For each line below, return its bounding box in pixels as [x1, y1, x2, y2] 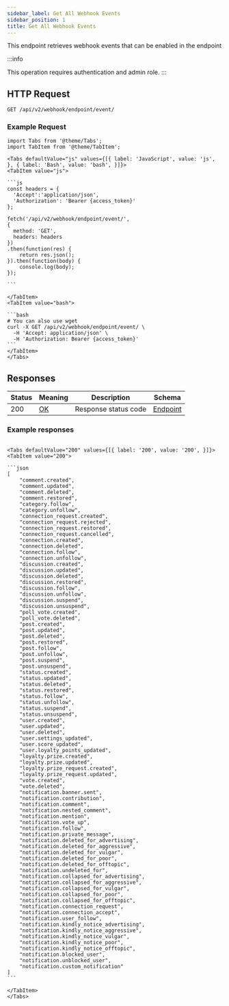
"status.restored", [19, 687, 75, 694]
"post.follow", [19, 644, 63, 652]
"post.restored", [19, 639, 69, 646]
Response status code [75, 404, 147, 414]
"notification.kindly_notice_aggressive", [19, 927, 142, 934]
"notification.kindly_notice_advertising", [19, 921, 146, 928]
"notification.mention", [19, 812, 90, 820]
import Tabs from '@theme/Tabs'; [7, 138, 103, 145]
